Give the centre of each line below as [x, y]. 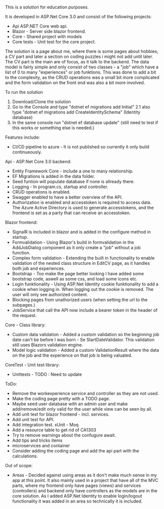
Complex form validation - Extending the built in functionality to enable [83, 258]
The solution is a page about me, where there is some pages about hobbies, [82, 51]
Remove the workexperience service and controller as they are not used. [85, 393]
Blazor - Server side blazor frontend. [49, 31]
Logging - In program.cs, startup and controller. [60, 187]
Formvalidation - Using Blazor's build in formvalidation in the [73, 242]
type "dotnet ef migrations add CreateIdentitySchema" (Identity [76, 112]
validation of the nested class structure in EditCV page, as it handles [81, 263]
